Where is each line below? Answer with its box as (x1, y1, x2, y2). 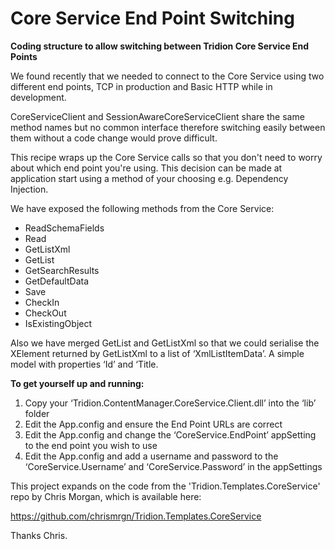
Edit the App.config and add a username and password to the (24, 450, 279, 462)
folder (24, 407, 50, 419)
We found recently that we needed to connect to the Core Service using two (10, 70, 325, 82)
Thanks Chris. (10, 529, 68, 541)
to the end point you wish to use (24, 439, 158, 451)
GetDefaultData (24, 275, 90, 287)
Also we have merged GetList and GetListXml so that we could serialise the (10, 337, 320, 349)
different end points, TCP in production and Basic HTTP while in (10, 80, 273, 92)
